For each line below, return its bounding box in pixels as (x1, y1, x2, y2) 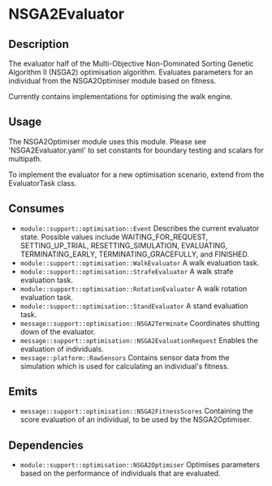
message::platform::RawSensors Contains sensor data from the (19, 352, 230, 362)
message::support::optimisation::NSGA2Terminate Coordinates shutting (19, 318, 260, 328)
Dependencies (8, 438, 84, 452)
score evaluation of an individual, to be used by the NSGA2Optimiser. (19, 415, 252, 424)
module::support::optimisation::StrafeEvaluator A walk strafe (19, 266, 234, 276)
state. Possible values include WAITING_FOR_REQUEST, (19, 232, 209, 242)
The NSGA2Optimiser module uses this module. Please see (8, 136, 207, 146)
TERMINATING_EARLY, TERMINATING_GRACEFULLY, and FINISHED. (19, 249, 249, 259)
